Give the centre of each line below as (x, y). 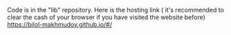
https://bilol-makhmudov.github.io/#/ (60, 24)
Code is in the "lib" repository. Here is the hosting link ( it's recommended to (116, 10)
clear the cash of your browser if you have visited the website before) (107, 17)
